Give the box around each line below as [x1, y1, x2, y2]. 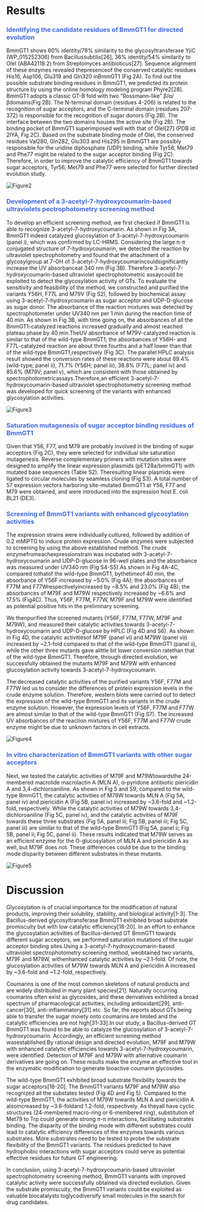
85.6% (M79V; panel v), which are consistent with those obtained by [6, 368, 178, 376]
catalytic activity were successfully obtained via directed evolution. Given [6, 1179, 191, 1186]
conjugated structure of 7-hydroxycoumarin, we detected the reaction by [6, 245, 190, 252]
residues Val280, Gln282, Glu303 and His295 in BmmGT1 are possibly [6, 138, 181, 145]
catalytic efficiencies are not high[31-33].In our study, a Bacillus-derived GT [6, 1019, 197, 1026]
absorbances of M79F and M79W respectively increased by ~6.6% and [6, 590, 186, 597]
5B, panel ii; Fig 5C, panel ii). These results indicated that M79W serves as [6, 830, 193, 838]
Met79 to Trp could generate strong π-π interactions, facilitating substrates [6, 1115, 194, 1122]
